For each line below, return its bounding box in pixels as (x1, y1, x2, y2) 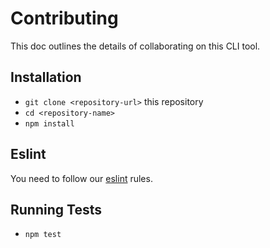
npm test (24, 230, 62, 240)
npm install (24, 118, 75, 129)
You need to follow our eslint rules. (10, 172, 153, 184)
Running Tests (10, 201, 102, 218)
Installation (10, 69, 82, 86)
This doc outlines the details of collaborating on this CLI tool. (10, 40, 261, 52)
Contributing (10, 7, 119, 30)
